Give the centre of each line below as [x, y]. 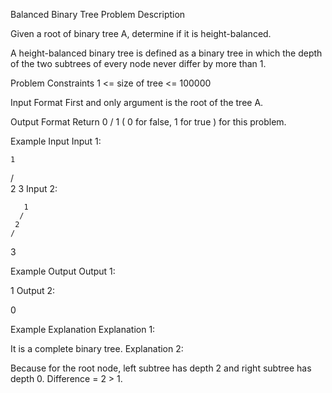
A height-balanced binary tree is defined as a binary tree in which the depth [166, 53]
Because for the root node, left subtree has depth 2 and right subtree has [161, 368]
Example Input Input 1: [56, 141]
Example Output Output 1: [63, 271]
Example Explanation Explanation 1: [83, 329]
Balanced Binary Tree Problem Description [98, 14]
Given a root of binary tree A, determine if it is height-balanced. [141, 33]
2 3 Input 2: [34, 188]
